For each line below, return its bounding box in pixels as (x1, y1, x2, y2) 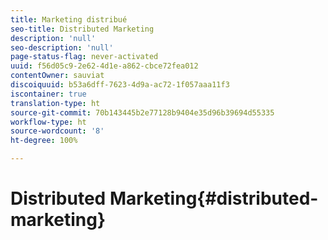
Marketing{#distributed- (109, 187, 319, 210)
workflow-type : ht (10, 117, 87, 127)
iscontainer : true (10, 89, 87, 99)
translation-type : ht (10, 98, 101, 108)
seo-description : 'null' (10, 42, 114, 53)
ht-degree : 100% (10, 136, 78, 146)
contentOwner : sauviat (10, 71, 105, 81)
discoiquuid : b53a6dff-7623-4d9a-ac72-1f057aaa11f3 (10, 80, 230, 90)
